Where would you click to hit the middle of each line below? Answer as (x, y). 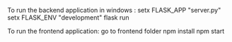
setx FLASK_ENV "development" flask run (68, 17)
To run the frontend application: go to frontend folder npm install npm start (116, 31)
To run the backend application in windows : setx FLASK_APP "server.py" (114, 10)
